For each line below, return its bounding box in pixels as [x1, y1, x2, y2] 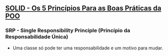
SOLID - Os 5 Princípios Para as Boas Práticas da [5, 4, 161, 13]
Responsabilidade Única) [5, 33, 69, 40]
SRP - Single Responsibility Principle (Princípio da [5, 27, 130, 34]
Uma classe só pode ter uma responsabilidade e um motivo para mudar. [12, 45, 163, 51]
